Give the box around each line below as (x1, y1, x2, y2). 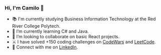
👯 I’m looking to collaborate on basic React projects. (12, 34, 120, 40)
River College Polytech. (12, 23, 61, 29)
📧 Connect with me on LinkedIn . (12, 44, 78, 50)
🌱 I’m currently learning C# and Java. (12, 28, 89, 34)
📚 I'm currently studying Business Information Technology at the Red (12, 16, 156, 22)
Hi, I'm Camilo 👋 (5, 4, 44, 11)
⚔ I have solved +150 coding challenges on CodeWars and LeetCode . (12, 39, 156, 45)
